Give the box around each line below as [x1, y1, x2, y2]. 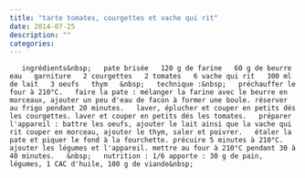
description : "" [9, 30, 71, 39]
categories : [9, 38, 55, 48]
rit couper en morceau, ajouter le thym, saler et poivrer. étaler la [9, 128, 292, 137]
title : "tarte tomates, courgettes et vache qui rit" [9, 13, 219, 23]
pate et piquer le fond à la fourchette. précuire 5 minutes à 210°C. [9, 136, 284, 145]
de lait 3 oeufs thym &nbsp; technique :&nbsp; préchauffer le [9, 79, 297, 89]
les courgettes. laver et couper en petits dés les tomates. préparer [9, 111, 292, 121]
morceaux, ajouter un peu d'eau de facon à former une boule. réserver [9, 96, 288, 105]
